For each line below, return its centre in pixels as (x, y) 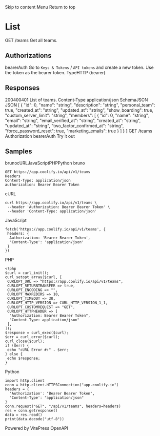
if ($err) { (17, 346)
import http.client (25, 381)
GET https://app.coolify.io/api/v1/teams (48, 172)
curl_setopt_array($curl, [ (34, 277)
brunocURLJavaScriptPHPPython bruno (45, 163)
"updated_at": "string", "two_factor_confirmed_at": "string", (64, 125)
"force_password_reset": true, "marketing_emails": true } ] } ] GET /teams (79, 131)
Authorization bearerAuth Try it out (40, 136)
